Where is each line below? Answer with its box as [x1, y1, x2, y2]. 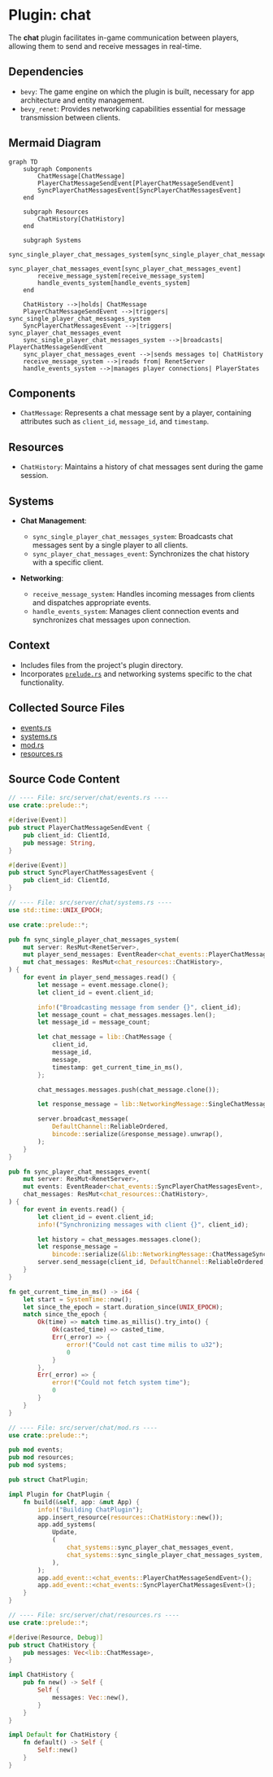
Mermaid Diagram [8, 136, 102, 150]
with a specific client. [32, 558, 104, 567]
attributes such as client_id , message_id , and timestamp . [19, 417, 210, 427]
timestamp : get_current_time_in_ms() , [51, 1063, 184, 1072]
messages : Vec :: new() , [51, 1693, 129, 1701]
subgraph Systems [23, 236, 82, 244]
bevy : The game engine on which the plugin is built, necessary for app [19, 86, 254, 96]
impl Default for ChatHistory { [8, 1731, 118, 1740]
